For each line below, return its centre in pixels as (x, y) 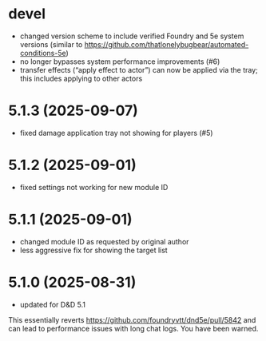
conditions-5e (43, 53)
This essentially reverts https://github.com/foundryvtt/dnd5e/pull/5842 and (132, 319)
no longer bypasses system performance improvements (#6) (120, 61)
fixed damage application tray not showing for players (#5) (116, 133)
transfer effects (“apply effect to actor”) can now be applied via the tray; (139, 69)
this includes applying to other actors (81, 78)
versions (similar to (51, 44)
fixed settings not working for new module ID (94, 187)
